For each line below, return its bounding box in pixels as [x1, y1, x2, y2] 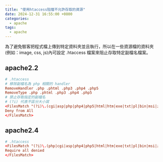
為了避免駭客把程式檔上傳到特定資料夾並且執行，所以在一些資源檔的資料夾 [5, 44, 154, 49]
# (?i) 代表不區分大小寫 [5, 99, 49, 104]
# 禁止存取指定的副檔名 [5, 95, 46, 100]
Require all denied [5, 148, 45, 153]
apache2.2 [5, 64, 39, 72]
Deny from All [5, 108, 34, 113]
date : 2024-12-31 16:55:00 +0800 [5, 12, 73, 16]
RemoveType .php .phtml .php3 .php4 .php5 [5, 90, 92, 95]
